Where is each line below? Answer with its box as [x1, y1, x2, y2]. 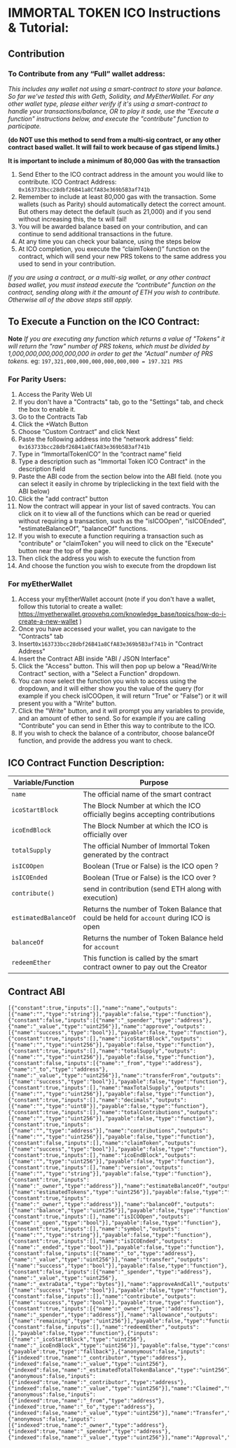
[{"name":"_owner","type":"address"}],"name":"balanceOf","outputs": [8, 1200, 216, 1207]
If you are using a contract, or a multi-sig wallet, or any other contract [8, 273, 211, 281]
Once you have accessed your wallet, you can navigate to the [18, 625, 196, 633]
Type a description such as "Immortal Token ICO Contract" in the [18, 457, 206, 466]
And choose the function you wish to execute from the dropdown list [18, 561, 216, 569]
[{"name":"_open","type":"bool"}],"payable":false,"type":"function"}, [8, 1219, 221, 1226]
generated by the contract [83, 850, 169, 860]
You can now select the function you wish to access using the [18, 677, 197, 685]
